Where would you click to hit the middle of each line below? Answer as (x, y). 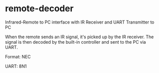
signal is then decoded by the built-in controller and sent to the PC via (76, 42)
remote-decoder (39, 9)
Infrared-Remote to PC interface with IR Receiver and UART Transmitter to (80, 22)
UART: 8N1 (16, 66)
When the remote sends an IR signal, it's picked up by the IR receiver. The (79, 37)
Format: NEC (18, 56)
